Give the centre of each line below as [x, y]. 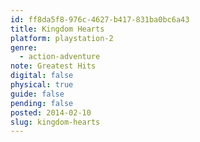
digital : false [42, 76]
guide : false [37, 94]
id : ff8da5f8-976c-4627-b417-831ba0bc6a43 [100, 19]
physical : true [42, 85]
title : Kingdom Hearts [57, 29]
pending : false [42, 103]
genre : [24, 47]
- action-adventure [60, 57]
